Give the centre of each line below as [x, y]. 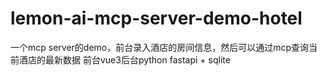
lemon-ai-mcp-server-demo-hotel [156, 18]
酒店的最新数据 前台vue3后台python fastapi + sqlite [124, 59]
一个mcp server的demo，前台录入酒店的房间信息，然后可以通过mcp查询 [160, 47]
